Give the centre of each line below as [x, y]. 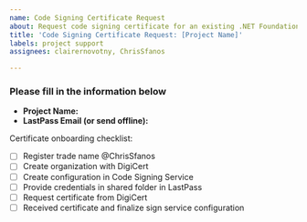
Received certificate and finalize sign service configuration [133, 207]
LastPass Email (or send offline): [85, 121]
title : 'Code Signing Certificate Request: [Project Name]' [127, 35]
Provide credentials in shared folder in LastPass [112, 187]
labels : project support [57, 43]
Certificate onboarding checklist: [71, 138]
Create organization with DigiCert [85, 166]
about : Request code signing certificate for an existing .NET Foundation [155, 26]
